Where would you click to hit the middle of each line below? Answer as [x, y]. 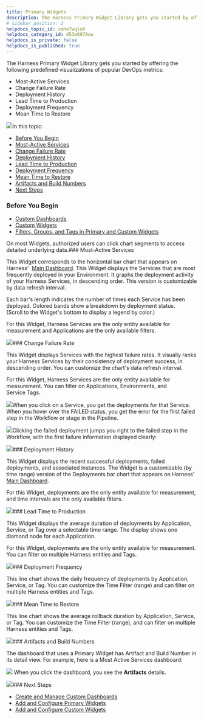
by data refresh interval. [36, 288]
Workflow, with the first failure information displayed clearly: [81, 437]
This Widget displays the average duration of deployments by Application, [99, 523]
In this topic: [28, 126]
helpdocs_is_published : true [43, 46]
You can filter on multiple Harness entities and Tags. [72, 555]
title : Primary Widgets [36, 12]
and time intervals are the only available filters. [65, 499]
